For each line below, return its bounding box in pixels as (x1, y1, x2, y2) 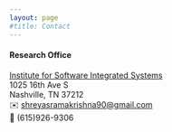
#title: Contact (9, 22, 71, 31)
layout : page (9, 13, 59, 23)
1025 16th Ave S (9, 79, 69, 90)
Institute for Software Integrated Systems (9, 70, 163, 80)
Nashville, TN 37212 (9, 89, 84, 99)
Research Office (9, 50, 72, 61)
